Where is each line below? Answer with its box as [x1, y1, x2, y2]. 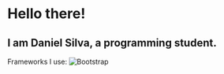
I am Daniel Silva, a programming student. [7, 36, 218, 50]
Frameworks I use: [7, 57, 68, 66]
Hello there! [7, 5, 86, 23]
